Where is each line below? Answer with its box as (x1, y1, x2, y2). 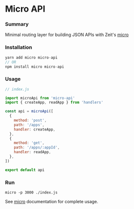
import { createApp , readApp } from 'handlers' (5, 100, 104, 105)
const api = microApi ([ (5, 109, 54, 114)
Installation (5, 44, 33, 51)
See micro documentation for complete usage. (5, 199, 98, 204)
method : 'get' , (14, 140, 45, 146)
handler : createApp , (14, 127, 56, 132)
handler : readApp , (14, 150, 51, 154)
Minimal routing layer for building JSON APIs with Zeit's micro (5, 32, 129, 38)
